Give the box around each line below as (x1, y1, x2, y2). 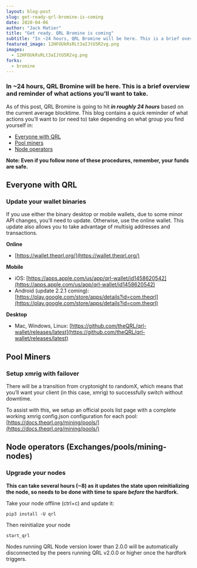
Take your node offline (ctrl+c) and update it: (6, 499, 114, 507)
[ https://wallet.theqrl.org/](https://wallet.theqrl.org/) (14, 252, 140, 259)
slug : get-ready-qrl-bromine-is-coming (6, 14, 104, 20)
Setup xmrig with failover (6, 369, 80, 378)
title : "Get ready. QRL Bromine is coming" (6, 30, 114, 36)
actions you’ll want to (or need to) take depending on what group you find (6, 115, 184, 122)
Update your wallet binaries (6, 197, 87, 206)
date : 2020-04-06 (6, 19, 49, 25)
